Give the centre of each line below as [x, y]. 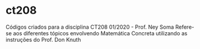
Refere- [185, 27]
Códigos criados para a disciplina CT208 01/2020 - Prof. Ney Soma [90, 27]
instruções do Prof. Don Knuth [43, 39]
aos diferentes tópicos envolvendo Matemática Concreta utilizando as [100, 33]
